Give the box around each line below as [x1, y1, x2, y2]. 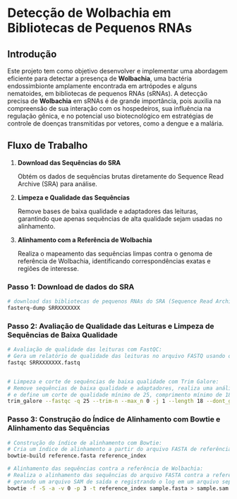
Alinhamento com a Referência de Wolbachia [17, 235, 152, 244]
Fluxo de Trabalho [7, 140, 88, 152]
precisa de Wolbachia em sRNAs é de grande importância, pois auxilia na [7, 97, 221, 105]
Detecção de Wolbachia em [7, 5, 171, 21]
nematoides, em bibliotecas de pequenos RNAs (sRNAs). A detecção [7, 90, 208, 97]
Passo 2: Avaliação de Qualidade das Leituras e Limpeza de [7, 321, 214, 331]
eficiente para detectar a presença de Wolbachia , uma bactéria [7, 74, 193, 83]
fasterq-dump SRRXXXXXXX [7, 304, 80, 311]
